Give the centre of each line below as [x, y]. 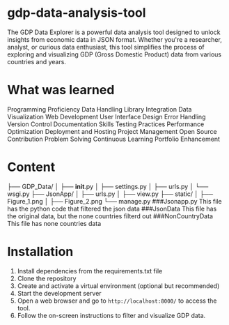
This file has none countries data [54, 223]
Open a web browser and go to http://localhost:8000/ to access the [117, 301]
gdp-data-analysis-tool [77, 13]
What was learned [61, 90]
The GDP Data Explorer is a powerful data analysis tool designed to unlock [114, 32]
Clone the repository [47, 278]
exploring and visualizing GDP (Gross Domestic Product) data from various [114, 54]
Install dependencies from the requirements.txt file [90, 271]
